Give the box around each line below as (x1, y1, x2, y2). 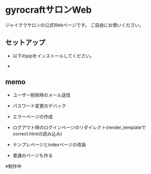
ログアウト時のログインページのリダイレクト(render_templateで (12, 124, 146, 130)
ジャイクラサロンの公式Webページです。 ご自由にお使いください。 (5, 22, 144, 28)
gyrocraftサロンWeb (5, 4, 92, 16)
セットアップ (5, 38, 46, 47)
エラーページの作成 (12, 113, 53, 120)
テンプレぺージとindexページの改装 (12, 141, 86, 148)
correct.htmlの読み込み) (12, 130, 62, 137)
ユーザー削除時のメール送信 (12, 92, 71, 98)
